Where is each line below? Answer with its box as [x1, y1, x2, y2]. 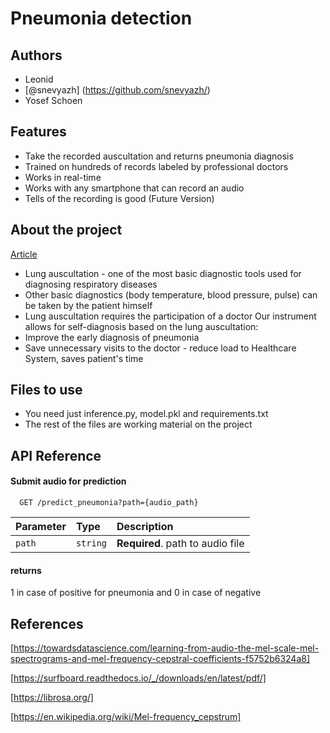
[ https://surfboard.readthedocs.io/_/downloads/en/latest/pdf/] [10, 672, 267, 684]
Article [10, 248, 38, 260]
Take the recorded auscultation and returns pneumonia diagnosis [24, 150, 294, 162]
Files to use [10, 382, 83, 399]
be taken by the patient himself [24, 299, 153, 311]
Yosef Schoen [24, 95, 83, 106]
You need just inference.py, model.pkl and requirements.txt [24, 408, 269, 420]
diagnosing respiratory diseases [24, 278, 158, 290]
